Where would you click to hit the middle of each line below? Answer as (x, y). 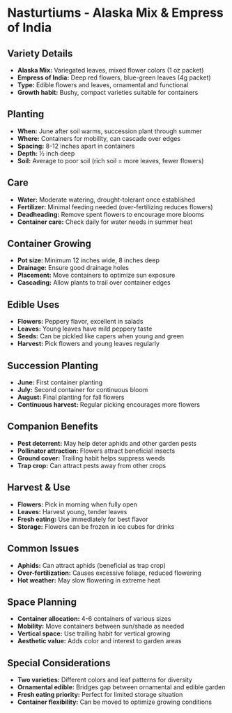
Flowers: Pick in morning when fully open (77, 504)
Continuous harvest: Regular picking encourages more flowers (109, 405)
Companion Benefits (53, 427)
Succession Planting (53, 365)
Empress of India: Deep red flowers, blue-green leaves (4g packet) (114, 77)
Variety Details (40, 53)
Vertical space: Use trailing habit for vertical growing (94, 633)
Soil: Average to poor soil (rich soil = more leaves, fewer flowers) (110, 160)
